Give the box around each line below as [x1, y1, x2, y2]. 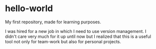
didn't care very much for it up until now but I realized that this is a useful [5, 33, 152, 39]
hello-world [5, 3, 53, 14]
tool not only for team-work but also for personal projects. [5, 38, 121, 44]
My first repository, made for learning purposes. [5, 19, 101, 25]
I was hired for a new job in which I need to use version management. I [5, 28, 147, 34]
